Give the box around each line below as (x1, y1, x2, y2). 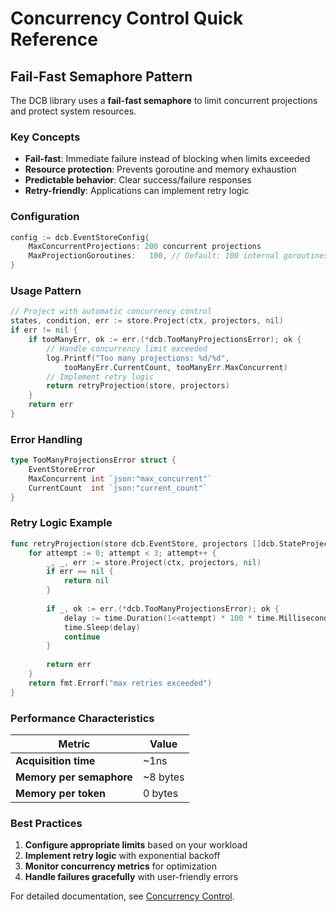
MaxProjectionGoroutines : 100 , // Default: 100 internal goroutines (28, 251, 329, 261)
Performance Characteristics (10, 711, 155, 725)
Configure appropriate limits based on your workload (24, 839, 248, 851)
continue (63, 632, 101, 642)
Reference (10, 28, 98, 51)
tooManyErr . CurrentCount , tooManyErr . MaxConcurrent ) (63, 362, 288, 372)
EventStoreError (28, 465, 97, 475)
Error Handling (10, 432, 83, 446)
